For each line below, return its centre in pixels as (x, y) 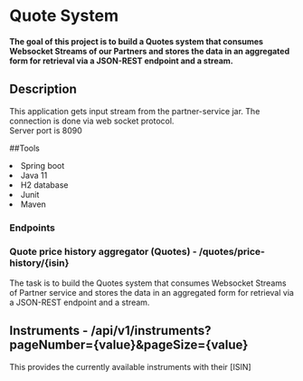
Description (43, 89)
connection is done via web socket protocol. (92, 121)
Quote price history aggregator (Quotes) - (103, 252)
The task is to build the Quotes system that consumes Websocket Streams (148, 283)
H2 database (45, 185)
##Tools (25, 148)
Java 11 (34, 175)
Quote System (64, 16)
